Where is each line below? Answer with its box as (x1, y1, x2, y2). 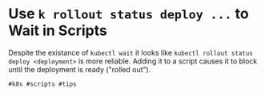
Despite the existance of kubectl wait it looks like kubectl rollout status (8, 48, 254, 57)
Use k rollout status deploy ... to (8, 5, 250, 23)
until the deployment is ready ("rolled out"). (8, 64, 151, 74)
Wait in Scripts (8, 21, 108, 40)
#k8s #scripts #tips (8, 80, 78, 88)
